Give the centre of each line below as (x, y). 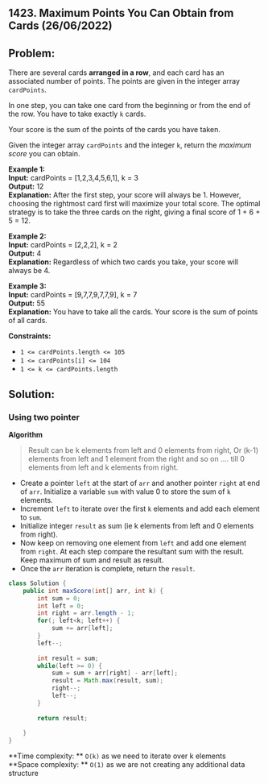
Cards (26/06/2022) (60, 26)
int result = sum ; (68, 658)
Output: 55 (27, 303)
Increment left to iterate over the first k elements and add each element (140, 508)
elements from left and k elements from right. (103, 467)
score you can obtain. (44, 154)
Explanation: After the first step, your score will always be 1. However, (125, 195)
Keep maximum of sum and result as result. (92, 560)
